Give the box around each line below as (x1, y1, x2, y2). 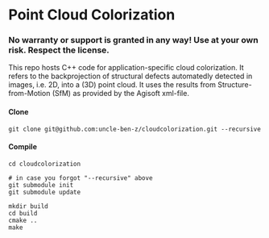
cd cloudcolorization (8, 160, 81, 168)
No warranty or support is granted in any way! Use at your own (8, 35, 259, 46)
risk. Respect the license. (8, 44, 110, 56)
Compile (8, 142, 38, 152)
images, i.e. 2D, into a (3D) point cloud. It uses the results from (8, 80, 216, 90)
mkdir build (8, 202, 48, 211)
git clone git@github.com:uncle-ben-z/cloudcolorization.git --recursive (8, 125, 262, 133)
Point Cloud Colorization (8, 6, 176, 24)
